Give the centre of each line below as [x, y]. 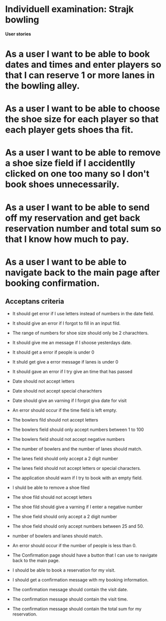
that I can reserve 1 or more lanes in [80, 75]
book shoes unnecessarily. [62, 184]
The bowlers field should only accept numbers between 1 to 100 [78, 429]
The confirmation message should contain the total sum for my [77, 609]
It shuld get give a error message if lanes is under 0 [65, 362]
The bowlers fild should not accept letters [55, 419]
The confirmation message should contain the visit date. [70, 589]
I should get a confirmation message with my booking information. [80, 580]
